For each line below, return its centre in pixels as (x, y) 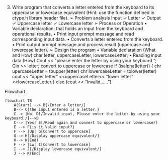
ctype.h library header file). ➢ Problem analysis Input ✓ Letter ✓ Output (87, 18)
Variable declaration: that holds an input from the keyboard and (77, 29)
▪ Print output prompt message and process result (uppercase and (81, 44)
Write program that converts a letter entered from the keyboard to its (83, 7)
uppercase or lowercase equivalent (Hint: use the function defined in (83, 13)
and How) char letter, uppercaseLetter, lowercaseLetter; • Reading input (87, 55)
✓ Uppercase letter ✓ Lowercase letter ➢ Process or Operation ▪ (79, 23)
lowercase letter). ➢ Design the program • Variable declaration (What (84, 50)
